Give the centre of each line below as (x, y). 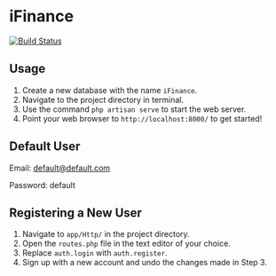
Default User (45, 147)
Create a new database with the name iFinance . (110, 90)
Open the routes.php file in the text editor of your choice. (126, 244)
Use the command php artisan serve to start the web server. (134, 109)
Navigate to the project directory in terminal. (103, 99)
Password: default (42, 185)
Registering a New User (75, 213)
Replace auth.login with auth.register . (95, 253)
